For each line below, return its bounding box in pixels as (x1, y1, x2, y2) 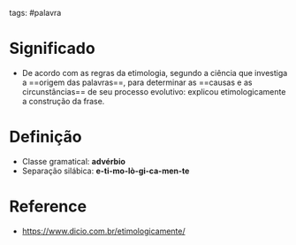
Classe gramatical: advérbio (21, 156, 126, 166)
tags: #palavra (9, 8, 62, 18)
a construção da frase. (21, 96, 105, 106)
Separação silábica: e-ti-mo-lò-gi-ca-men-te (21, 165, 190, 176)
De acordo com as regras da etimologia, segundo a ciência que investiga (21, 67, 288, 78)
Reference (9, 196, 87, 217)
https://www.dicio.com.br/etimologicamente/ (21, 226, 186, 236)
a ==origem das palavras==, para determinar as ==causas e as (21, 77, 253, 88)
